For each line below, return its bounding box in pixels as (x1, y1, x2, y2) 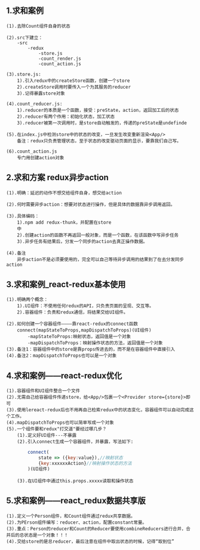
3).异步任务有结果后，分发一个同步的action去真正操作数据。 (17, 238, 148, 244)
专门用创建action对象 (17, 154, 64, 160)
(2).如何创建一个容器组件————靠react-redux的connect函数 (6, 321, 139, 327)
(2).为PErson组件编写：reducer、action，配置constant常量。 (6, 519, 147, 525)
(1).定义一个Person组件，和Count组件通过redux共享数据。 (6, 513, 136, 519)
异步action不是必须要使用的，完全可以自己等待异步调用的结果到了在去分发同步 (17, 256, 184, 262)
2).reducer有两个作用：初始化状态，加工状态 (17, 113, 115, 120)
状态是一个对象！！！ (23, 532, 69, 538)
